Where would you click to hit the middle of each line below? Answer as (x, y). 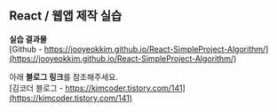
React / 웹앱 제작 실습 (66, 16)
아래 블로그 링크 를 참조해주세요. (63, 76)
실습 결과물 (28, 39)
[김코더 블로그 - (36, 88)
